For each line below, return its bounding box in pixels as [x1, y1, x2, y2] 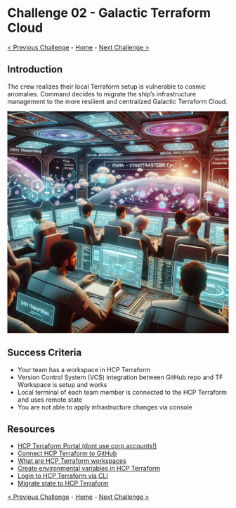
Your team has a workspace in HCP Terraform [17, 365, 151, 374]
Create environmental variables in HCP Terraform [17, 464, 161, 473]
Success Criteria [7, 347, 82, 359]
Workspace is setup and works [17, 380, 107, 388]
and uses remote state [17, 395, 83, 404]
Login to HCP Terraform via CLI [17, 471, 109, 480]
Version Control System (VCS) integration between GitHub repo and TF [17, 373, 223, 381]
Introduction [7, 63, 63, 75]
